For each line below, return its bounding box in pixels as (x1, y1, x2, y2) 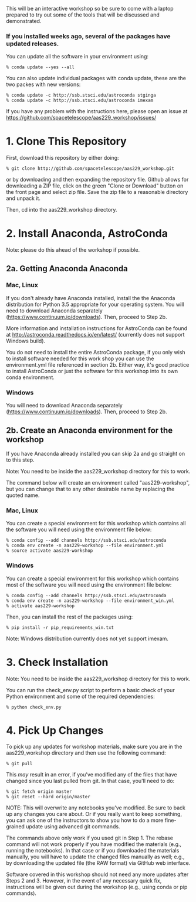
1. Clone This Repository (6, 135, 127, 148)
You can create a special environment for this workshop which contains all (6, 520, 186, 527)
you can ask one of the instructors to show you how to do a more (6, 817, 164, 824)
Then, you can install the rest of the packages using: (6, 613, 133, 620)
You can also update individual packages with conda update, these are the (6, 75, 187, 82)
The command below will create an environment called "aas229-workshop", (6, 479, 190, 486)
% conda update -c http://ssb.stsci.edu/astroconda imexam (6, 97, 154, 104)
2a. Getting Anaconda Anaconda (6, 264, 128, 274)
